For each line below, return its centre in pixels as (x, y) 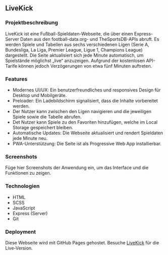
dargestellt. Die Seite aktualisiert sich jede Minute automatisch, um (74, 55)
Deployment (21, 232)
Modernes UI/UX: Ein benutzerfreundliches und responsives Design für (87, 90)
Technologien (22, 186)
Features (16, 79)
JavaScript (24, 208)
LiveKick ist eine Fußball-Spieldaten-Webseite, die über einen (69, 34)
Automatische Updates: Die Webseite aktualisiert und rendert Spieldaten (88, 133)
